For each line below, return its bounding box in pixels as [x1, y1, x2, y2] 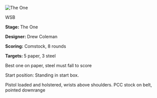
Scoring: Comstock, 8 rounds [5, 43, 66, 49]
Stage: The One [5, 24, 38, 30]
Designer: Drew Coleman [5, 34, 58, 39]
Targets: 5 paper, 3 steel [5, 53, 56, 59]
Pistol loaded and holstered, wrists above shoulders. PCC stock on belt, [5, 82, 152, 88]
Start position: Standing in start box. [5, 72, 79, 78]
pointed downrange [5, 87, 46, 93]
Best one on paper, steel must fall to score [5, 63, 92, 68]
